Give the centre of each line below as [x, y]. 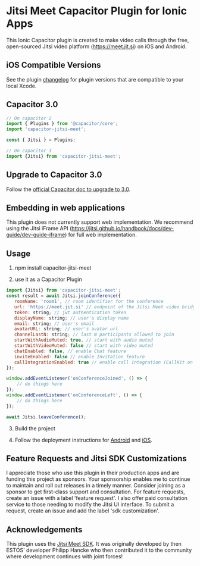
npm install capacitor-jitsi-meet [53, 268]
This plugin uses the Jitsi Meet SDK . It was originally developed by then [94, 544]
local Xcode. [21, 86]
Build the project [35, 428]
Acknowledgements [44, 529]
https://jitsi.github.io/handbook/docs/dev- [123, 229]
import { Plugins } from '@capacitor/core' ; [62, 124]
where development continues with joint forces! [65, 556]
